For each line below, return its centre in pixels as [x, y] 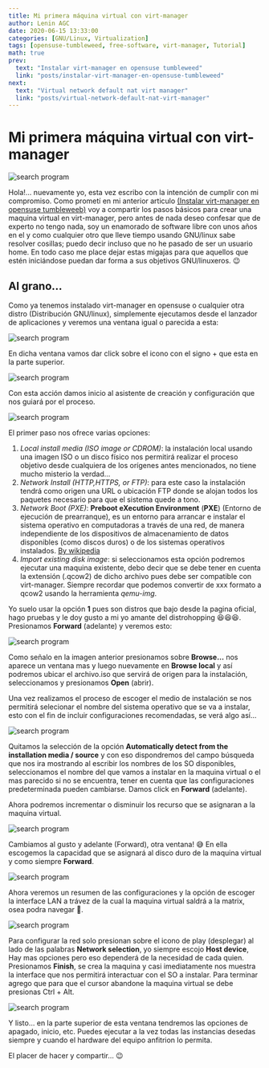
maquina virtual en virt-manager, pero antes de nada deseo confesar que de [134, 218]
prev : [17, 61]
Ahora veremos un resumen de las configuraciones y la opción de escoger [132, 893]
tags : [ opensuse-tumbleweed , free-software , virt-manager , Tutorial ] [127, 46]
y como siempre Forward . [51, 861]
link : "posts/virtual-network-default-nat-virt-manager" [113, 98]
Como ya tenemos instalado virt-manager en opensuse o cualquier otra [126, 305]
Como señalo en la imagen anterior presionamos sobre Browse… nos [123, 657]
